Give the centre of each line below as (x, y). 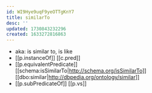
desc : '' (17, 23)
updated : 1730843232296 (36, 29)
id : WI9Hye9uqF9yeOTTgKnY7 (40, 12)
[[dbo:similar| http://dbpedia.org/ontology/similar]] (77, 77)
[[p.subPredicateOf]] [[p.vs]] (51, 84)
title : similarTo (28, 18)
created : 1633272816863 (36, 34)
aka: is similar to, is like (44, 51)
